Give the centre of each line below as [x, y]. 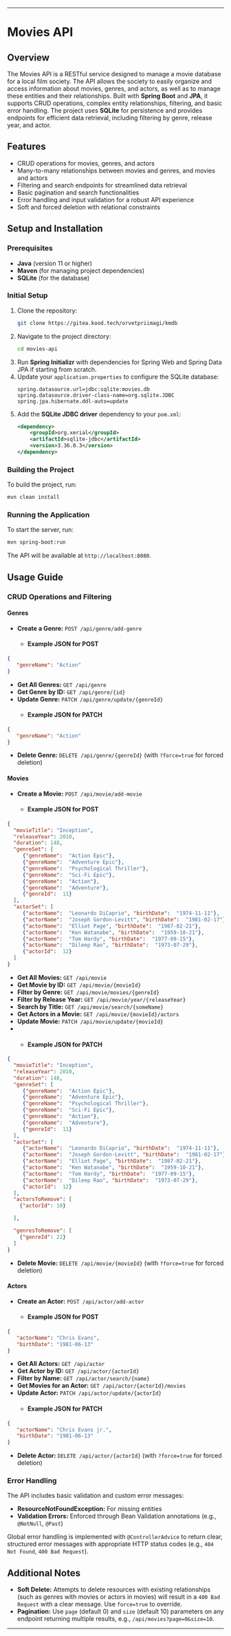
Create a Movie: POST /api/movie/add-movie [79, 794]
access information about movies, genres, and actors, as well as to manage [114, 89]
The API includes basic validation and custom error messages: [96, 1496]
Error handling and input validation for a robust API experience [106, 199]
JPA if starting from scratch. [57, 369]
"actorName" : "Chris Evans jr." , [64, 1430]
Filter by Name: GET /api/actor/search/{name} [83, 1378]
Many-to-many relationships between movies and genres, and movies [116, 170]
